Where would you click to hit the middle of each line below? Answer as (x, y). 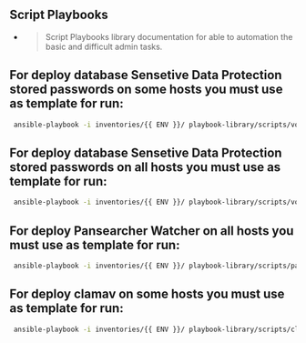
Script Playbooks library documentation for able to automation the (169, 36)
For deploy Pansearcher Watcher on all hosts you (152, 231)
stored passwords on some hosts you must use (146, 90)
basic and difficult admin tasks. (104, 46)
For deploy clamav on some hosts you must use (147, 294)
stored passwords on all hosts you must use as (145, 167)
